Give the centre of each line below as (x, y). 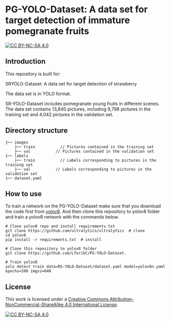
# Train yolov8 (21, 262)
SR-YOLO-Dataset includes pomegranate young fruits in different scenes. (82, 103)
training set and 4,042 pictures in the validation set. (59, 114)
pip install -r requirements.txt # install (53, 240)
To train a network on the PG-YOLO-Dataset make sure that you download (83, 206)
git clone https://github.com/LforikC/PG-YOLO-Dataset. (66, 253)
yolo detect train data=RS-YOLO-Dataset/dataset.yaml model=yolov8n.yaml (86, 267)
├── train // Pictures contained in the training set (84, 147)
